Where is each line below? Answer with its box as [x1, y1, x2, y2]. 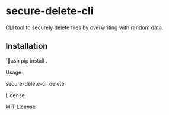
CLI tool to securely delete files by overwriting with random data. [5, 24, 164, 31]
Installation [5, 41, 48, 51]
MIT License [5, 103, 36, 110]
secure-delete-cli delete [5, 80, 65, 87]
